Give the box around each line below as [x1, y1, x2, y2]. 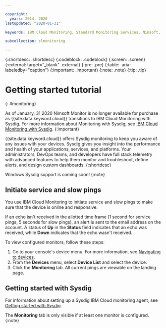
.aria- [120, 62, 132, 68]
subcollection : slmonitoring [5, 39, 65, 44]
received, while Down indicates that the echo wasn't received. [5, 230, 133, 235]
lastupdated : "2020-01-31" [5, 21, 61, 26]
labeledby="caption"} [5, 67, 49, 73]
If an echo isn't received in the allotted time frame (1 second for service [5, 214, 151, 220]
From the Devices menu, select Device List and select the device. [12, 259, 147, 265]
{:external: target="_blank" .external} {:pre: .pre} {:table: [5, 62, 120, 68]
